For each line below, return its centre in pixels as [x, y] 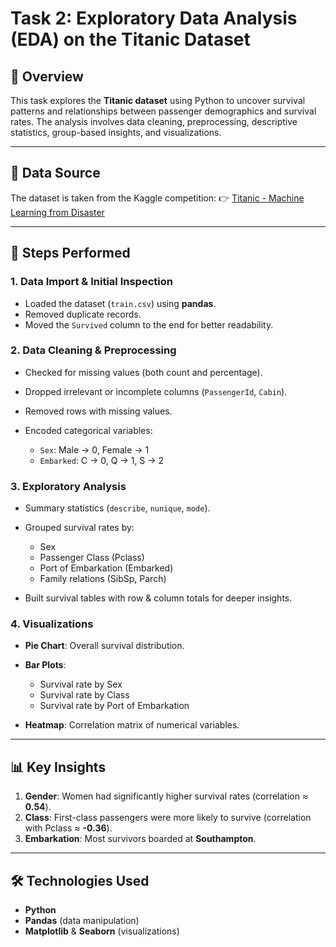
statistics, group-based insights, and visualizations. [116, 132]
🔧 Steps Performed [70, 253]
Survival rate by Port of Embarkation [114, 706]
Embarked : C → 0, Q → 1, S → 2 [102, 460]
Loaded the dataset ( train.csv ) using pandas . [120, 303]
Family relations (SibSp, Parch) [103, 579]
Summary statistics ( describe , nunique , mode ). [117, 508]
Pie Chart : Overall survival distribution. [104, 646]
